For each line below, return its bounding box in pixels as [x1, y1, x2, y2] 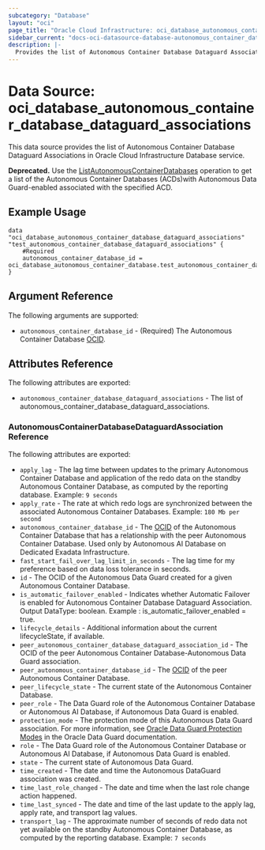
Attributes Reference [8, 357, 114, 370]
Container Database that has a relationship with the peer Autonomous [19, 531, 247, 540]
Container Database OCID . [19, 334, 106, 344]
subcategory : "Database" [8, 11, 90, 20]
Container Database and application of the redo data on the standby [19, 473, 241, 482]
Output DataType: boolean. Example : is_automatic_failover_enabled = [19, 606, 247, 615]
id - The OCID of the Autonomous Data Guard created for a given [19, 572, 233, 582]
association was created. [19, 774, 101, 784]
